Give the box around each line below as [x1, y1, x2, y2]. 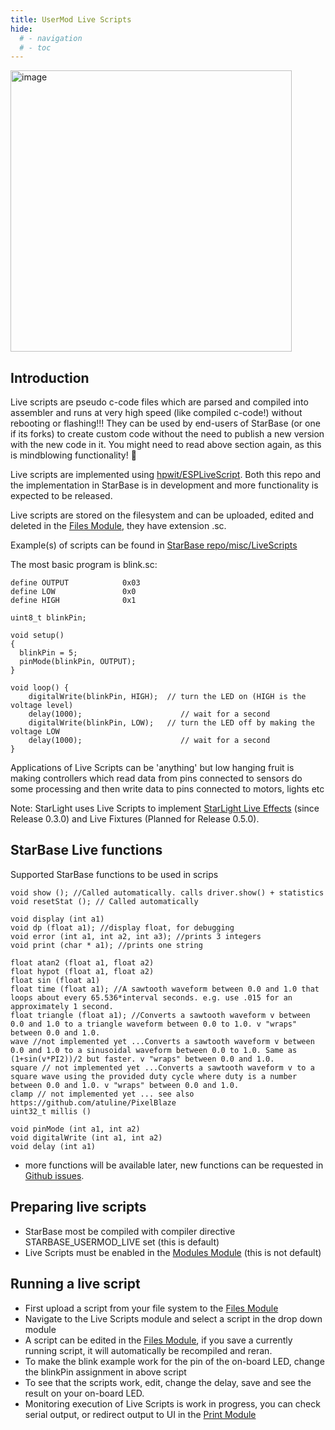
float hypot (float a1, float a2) [10, 966, 155, 976]
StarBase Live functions [10, 842, 163, 859]
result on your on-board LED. [24, 1387, 145, 1399]
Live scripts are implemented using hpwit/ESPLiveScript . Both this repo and [10, 469, 322, 481]
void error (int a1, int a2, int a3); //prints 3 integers [10, 931, 262, 941]
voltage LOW [10, 727, 60, 737]
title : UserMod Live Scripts [10, 14, 132, 25]
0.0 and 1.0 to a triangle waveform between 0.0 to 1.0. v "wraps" [10, 1019, 298, 1029]
